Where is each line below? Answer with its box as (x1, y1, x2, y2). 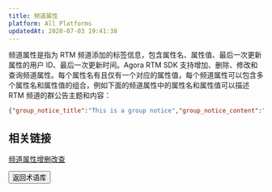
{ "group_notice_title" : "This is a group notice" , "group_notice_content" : (8, 107, 263, 115)
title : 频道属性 (8, 11, 58, 20)
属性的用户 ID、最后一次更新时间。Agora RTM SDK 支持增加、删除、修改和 (8, 60, 258, 70)
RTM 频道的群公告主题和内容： (8, 91, 112, 100)
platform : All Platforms (8, 19, 92, 28)
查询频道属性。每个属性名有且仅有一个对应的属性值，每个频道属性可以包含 (8, 70, 257, 80)
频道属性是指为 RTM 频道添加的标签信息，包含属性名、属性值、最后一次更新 (8, 50, 262, 60)
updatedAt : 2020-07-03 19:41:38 (8, 27, 117, 35)
